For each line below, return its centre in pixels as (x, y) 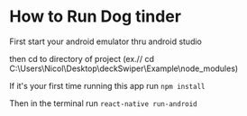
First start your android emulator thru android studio (106, 41)
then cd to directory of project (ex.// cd (82, 58)
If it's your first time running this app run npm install (107, 85)
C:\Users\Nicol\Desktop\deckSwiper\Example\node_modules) (124, 68)
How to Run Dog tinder (96, 17)
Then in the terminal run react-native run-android (104, 103)
